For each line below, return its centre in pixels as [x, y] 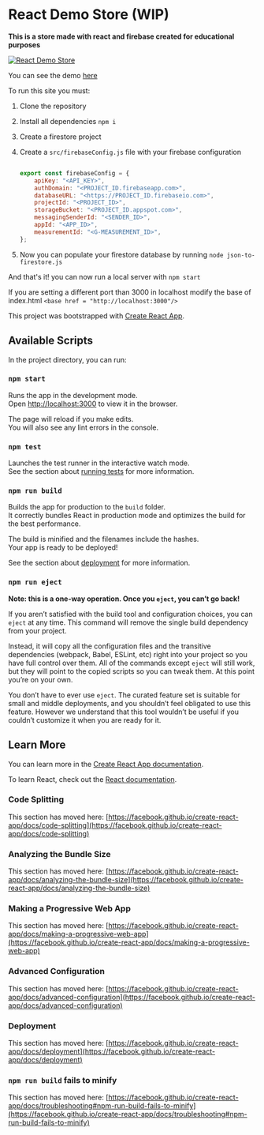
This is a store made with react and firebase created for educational [121, 36]
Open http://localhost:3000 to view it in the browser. [93, 404]
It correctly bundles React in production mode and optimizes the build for [127, 516]
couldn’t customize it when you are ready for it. [85, 720]
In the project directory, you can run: [67, 359]
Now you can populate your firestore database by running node [121, 254]
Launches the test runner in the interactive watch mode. [99, 463]
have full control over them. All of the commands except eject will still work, [132, 663]
